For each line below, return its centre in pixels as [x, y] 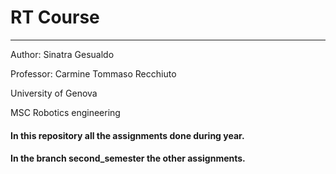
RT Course [55, 17]
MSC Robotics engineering [65, 112]
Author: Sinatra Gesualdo [62, 54]
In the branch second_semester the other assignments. [128, 158]
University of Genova [54, 93]
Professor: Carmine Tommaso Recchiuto [93, 73]
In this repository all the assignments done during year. [127, 135]
